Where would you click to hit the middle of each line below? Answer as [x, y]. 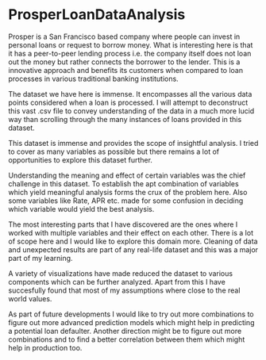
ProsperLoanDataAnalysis [97, 15]
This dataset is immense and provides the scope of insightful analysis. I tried [133, 143]
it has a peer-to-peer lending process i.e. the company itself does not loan [130, 53]
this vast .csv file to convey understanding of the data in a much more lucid [131, 111]
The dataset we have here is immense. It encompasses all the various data [130, 94]
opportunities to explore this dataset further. [81, 159]
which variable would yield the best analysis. [81, 209]
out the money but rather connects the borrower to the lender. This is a [124, 62]
